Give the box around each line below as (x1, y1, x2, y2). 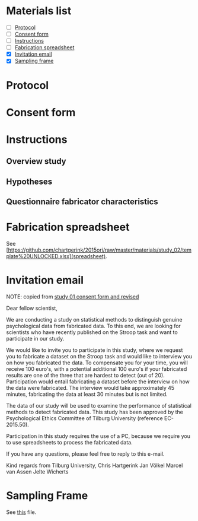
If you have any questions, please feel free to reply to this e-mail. (6, 450, 165, 458)
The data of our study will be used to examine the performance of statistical (6, 402, 191, 409)
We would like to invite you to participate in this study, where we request (6, 346, 183, 354)
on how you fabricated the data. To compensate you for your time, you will (6, 359, 188, 366)
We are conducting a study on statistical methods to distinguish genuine (6, 316, 183, 323)
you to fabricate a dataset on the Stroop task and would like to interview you (6, 352, 193, 360)
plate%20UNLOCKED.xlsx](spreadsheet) (6, 252, 106, 259)
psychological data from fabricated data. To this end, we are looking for (6, 322, 181, 329)
